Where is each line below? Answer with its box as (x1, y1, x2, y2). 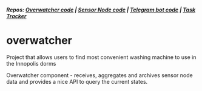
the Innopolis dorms (6, 60, 56, 67)
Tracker (6, 12, 27, 19)
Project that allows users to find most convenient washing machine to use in (6, 53, 197, 61)
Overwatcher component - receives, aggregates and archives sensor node (6, 71, 193, 79)
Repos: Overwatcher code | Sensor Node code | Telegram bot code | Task (6, 6, 196, 13)
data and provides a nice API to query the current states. (6, 78, 148, 85)
